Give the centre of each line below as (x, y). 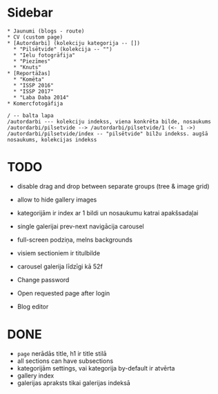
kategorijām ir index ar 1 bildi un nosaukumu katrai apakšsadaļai (108, 213)
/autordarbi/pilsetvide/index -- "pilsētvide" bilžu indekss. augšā (108, 134)
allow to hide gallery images (57, 199)
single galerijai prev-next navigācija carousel (80, 226)
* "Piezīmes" (32, 61)
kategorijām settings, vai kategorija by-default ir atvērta (96, 368)
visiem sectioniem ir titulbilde (59, 253)
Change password (43, 279)
